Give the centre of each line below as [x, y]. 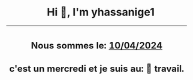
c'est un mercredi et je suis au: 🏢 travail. [97, 69]
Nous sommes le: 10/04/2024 [97, 45]
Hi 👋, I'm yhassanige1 [101, 12]
